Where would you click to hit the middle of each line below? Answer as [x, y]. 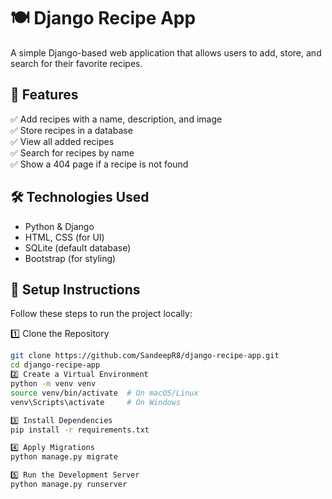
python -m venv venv [53, 384]
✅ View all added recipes [62, 141]
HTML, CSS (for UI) [64, 237]
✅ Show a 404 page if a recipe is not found [99, 164]
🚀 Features [44, 95]
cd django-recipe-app [55, 365]
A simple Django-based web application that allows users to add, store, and [166, 52]
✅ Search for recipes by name [72, 152]
